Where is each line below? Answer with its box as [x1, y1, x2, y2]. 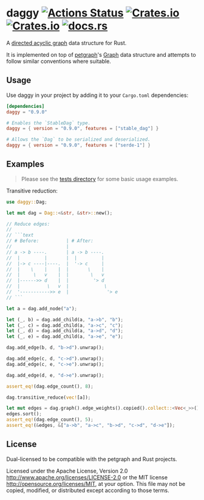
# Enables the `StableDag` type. [6, 120, 91, 126]
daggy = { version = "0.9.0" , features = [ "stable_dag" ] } [6, 126, 159, 132]
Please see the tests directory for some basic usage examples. [21, 175, 178, 182]
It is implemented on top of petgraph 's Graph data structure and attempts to [6, 51, 196, 58]
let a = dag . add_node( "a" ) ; [6, 305, 78, 312]
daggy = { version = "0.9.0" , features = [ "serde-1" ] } [6, 142, 151, 149]
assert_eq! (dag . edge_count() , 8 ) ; [6, 383, 94, 390]
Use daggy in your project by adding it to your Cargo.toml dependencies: [6, 91, 189, 99]
